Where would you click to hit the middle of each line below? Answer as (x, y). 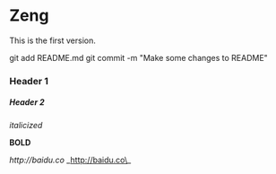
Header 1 (29, 81)
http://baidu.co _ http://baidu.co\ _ (70, 160)
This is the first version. (52, 40)
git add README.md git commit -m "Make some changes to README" (139, 57)
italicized (26, 125)
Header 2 (27, 102)
